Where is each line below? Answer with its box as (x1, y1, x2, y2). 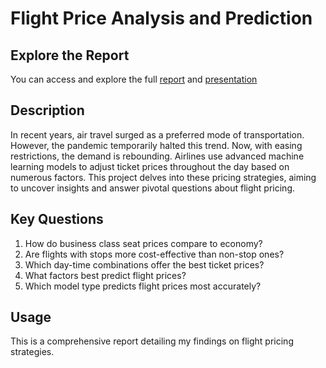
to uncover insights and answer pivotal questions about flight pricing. (10, 182, 295, 194)
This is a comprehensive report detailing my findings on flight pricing (10, 335, 294, 347)
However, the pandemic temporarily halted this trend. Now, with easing (10, 139, 303, 151)
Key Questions (10, 211, 104, 228)
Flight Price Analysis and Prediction (10, 7, 313, 30)
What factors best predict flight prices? (24, 269, 187, 281)
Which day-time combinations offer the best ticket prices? (24, 258, 265, 271)
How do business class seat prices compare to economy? (24, 237, 263, 249)
